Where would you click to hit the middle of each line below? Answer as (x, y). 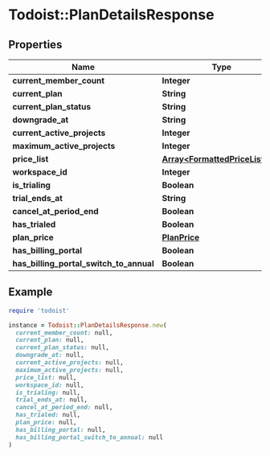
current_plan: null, (50, 340)
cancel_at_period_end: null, (64, 408)
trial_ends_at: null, (52, 400)
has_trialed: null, (48, 415)
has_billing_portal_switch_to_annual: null (89, 437)
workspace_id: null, (50, 385)
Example (31, 292)
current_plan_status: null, (63, 347)
